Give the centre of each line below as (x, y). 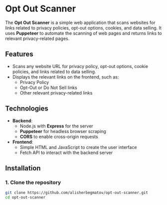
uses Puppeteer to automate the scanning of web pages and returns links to (83, 33)
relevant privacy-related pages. (37, 38)
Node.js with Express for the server (56, 126)
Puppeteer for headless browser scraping (63, 131)
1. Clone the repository (33, 182)
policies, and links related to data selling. (54, 71)
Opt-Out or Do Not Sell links (48, 87)
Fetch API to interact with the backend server (66, 152)
